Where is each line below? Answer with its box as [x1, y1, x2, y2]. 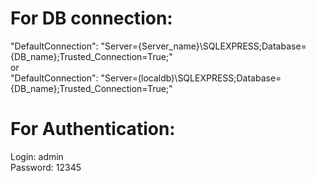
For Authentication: [10, 118, 176, 141]
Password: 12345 [10, 161, 82, 173]
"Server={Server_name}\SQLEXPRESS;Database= [100, 40, 307, 52]
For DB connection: [10, 7, 173, 30]
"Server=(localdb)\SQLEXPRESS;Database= [100, 72, 282, 84]
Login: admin [10, 150, 64, 162]
